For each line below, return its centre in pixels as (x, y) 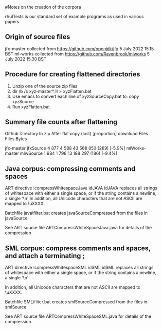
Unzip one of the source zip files (45, 86)
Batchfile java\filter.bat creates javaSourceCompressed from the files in (76, 213)
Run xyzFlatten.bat (31, 107)
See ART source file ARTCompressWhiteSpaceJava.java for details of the (79, 228)
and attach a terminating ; (45, 256)
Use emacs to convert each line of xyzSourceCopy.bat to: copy (76, 96)
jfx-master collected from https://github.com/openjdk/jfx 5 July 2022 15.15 (80, 49)
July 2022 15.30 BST (26, 59)
